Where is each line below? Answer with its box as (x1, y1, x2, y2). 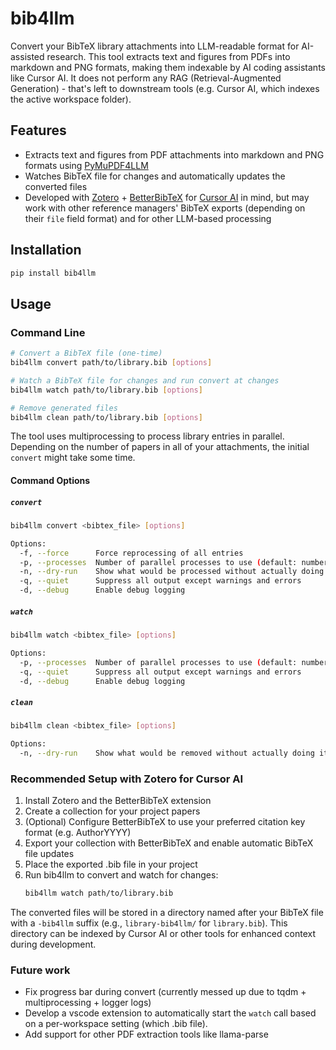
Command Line (10, 325, 86, 339)
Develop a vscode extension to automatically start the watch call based (24, 1007, 317, 1019)
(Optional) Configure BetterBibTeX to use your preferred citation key (24, 816, 306, 828)
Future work (10, 963, 71, 977)
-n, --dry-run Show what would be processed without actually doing (19, 567, 325, 577)
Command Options (10, 474, 91, 486)
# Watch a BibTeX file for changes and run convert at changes (10, 375, 280, 386)
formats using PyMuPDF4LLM (24, 159, 149, 171)
